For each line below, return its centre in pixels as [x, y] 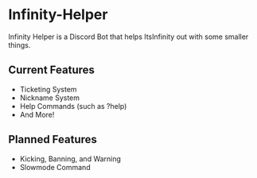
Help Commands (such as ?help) [73, 106]
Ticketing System [48, 89]
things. [19, 44]
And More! [37, 114]
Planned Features [53, 139]
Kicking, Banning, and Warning [70, 159]
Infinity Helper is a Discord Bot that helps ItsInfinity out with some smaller [128, 37]
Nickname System [50, 98]
